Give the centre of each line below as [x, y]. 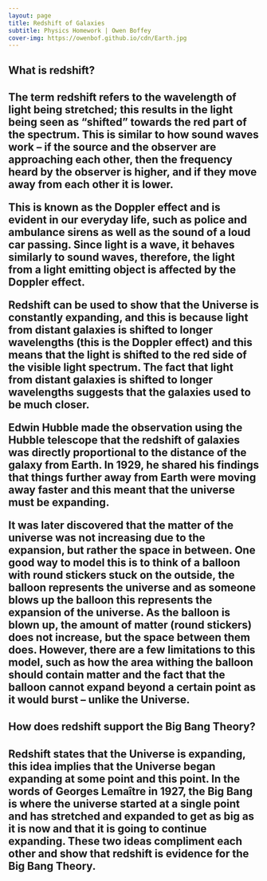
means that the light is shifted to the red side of [128, 355]
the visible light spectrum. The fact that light [121, 368]
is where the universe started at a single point [124, 803]
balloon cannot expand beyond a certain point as [132, 688]
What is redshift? [52, 70]
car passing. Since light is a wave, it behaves [122, 245]
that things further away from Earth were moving [132, 478]
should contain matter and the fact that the [117, 675]
